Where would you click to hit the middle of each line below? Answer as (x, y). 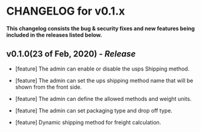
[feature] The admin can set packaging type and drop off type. (93, 110)
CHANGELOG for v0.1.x (66, 11)
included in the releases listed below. (54, 35)
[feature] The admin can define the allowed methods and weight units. (103, 99)
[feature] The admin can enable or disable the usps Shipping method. (102, 69)
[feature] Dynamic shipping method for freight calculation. (88, 122)
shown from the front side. (48, 87)
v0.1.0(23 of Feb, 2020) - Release (71, 54)
